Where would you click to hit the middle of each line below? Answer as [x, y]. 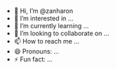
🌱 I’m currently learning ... [51, 26]
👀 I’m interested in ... [44, 18]
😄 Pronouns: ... [37, 51]
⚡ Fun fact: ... [33, 59]
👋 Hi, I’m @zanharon [44, 11]
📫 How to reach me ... [46, 41]
